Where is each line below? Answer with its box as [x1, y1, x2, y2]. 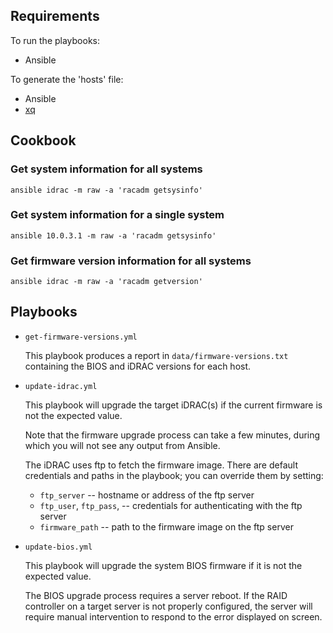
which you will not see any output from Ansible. [24, 439, 221, 451]
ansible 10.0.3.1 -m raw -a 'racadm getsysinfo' [10, 230, 217, 241]
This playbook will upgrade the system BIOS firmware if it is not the [24, 559, 303, 571]
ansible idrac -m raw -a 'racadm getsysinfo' [10, 185, 203, 195]
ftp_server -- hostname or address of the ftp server [39, 489, 255, 501]
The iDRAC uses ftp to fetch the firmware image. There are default [24, 459, 298, 471]
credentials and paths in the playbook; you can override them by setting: [24, 469, 324, 481]
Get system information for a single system [10, 208, 225, 222]
